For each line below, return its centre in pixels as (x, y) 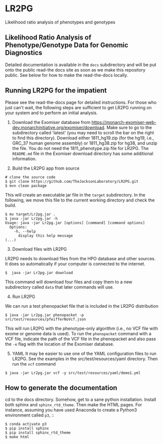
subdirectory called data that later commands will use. (60, 287)
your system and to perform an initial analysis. (51, 113)
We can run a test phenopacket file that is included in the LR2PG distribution (82, 306)
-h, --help (25, 231)
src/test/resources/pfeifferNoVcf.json (46, 319)
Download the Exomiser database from (51, 122)
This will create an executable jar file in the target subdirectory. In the (75, 195)
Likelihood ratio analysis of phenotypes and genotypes (60, 22)
